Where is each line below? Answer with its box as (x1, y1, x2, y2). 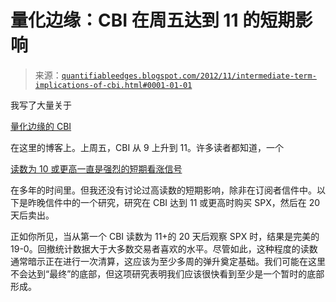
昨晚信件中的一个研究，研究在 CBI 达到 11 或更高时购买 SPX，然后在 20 (27, 196, 321, 208)
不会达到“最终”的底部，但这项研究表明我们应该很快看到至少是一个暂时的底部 (10, 267, 325, 280)
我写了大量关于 (10, 99, 72, 111)
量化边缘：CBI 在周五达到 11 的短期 (10, 9, 296, 32)
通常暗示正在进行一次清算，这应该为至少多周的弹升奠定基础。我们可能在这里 (10, 255, 326, 267)
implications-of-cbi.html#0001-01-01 (34, 80, 193, 90)
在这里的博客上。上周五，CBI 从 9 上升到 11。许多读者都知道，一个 (10, 141, 284, 153)
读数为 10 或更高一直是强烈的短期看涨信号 (10, 162, 183, 175)
